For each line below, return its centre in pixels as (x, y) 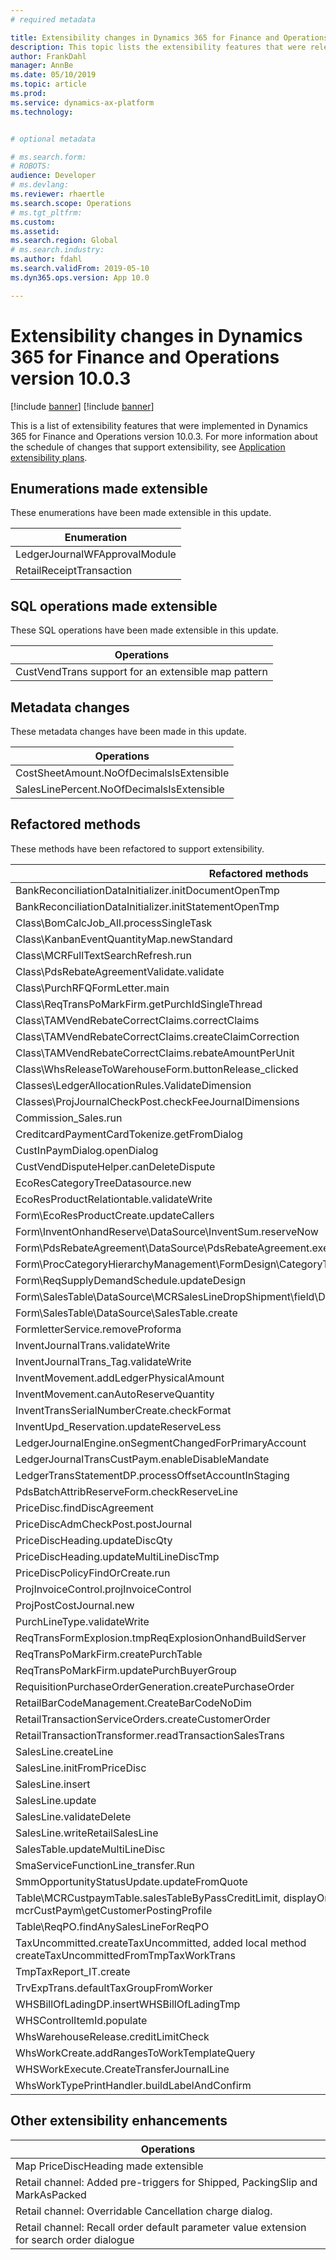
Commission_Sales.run (69, 1118)
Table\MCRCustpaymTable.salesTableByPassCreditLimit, (148, 1898)
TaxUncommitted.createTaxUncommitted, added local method (161, 1943)
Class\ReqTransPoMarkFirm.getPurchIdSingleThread (139, 1004)
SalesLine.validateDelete (73, 1816)
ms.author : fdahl (46, 259)
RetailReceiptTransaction (74, 571)
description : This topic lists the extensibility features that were (158, 47)
